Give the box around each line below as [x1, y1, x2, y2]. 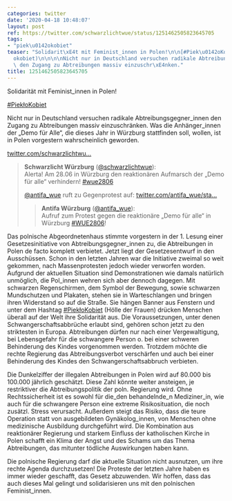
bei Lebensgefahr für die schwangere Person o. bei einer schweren [7, 334, 199, 343]
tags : [7, 36, 23, 43]
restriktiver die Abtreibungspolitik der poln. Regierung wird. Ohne [7, 385, 193, 393]
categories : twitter [7, 10, 67, 17]
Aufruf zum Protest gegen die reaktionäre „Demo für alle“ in [41, 211, 211, 220]
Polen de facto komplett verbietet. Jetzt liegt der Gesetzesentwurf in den [7, 247, 215, 255]
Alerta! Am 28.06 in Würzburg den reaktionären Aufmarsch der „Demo [23, 170, 224, 178]
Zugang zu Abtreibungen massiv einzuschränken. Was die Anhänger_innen [7, 121, 221, 129]
